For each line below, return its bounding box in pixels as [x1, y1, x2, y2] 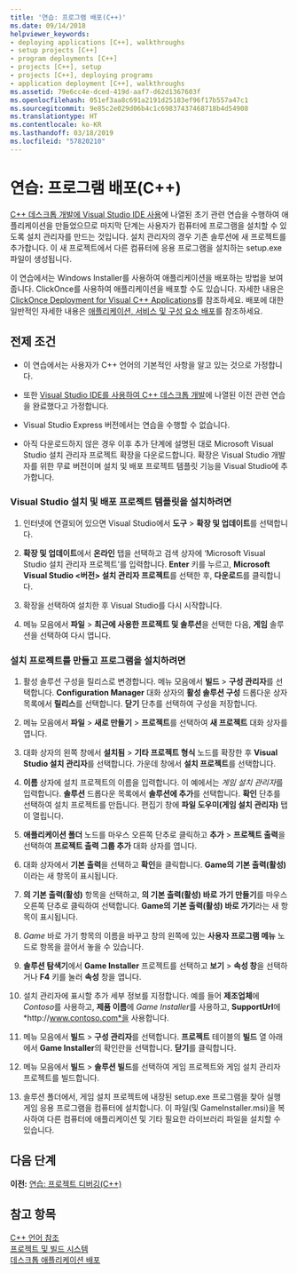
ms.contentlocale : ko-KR [10, 121, 102, 130]
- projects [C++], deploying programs [10, 71, 153, 80]
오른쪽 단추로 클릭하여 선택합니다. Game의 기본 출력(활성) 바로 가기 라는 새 [22, 901, 279, 911]
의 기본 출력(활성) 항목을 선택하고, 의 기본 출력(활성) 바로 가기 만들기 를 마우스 [22, 889, 288, 900]
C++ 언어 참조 [10, 1232, 60, 1243]
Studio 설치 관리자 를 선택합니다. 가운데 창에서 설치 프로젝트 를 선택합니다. [22, 759, 277, 769]
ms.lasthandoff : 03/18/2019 [10, 129, 114, 138]
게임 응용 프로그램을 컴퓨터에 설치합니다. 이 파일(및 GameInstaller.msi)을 [22, 1102, 276, 1113]
